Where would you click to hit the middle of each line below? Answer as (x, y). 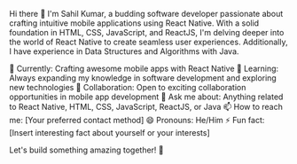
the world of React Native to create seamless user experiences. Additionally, (148, 42)
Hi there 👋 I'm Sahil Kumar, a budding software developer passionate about (146, 14)
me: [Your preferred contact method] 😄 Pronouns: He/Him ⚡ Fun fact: (137, 120)
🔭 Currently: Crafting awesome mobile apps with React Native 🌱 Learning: (144, 68)
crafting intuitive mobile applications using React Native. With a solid (134, 23)
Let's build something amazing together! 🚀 (86, 150)
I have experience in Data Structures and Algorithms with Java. (124, 51)
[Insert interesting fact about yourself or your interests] (109, 133)
